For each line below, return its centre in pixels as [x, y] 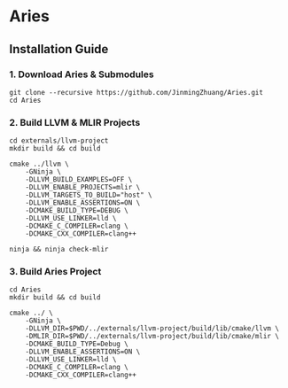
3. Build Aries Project [55, 272]
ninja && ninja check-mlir [59, 250]
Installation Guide [59, 49]
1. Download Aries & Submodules [82, 74]
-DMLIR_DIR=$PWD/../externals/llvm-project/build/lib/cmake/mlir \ [152, 337]
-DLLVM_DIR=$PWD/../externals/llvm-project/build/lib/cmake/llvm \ [152, 329]
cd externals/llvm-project [59, 141]
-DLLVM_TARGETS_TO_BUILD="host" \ [89, 195]
